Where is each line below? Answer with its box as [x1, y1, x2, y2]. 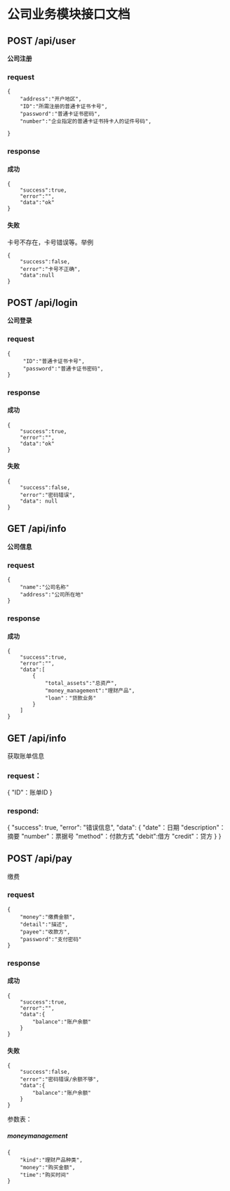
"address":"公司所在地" [20, 591, 84, 599]
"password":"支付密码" [20, 936, 82, 943]
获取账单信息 [7, 752, 44, 760]
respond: [7, 806, 39, 816]
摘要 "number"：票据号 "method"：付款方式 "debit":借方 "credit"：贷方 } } [7, 832, 222, 840]
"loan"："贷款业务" [44, 695, 97, 702]
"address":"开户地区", [20, 95, 82, 102]
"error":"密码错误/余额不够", [20, 1076, 100, 1083]
